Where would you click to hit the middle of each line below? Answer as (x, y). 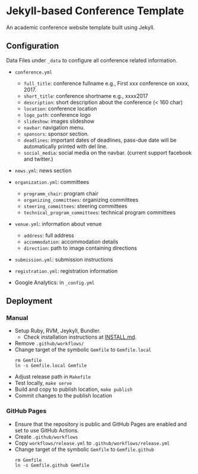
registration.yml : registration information (66, 271)
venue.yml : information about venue (58, 224)
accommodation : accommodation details (71, 241)
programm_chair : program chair (61, 193)
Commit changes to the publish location (63, 396)
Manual (17, 318)
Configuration (33, 46)
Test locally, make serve (43, 383)
